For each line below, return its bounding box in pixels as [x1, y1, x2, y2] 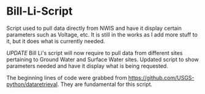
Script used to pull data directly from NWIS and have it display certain [6, 24, 182, 32]
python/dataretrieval [6, 81, 58, 88]
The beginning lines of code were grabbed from [6, 74, 127, 81]
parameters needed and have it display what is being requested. [6, 62, 168, 70]
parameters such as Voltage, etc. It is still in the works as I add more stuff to [6, 31, 198, 38]
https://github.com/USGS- [128, 74, 195, 81]
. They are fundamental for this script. [57, 81, 153, 88]
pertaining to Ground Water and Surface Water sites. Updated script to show [6, 56, 199, 63]
